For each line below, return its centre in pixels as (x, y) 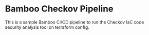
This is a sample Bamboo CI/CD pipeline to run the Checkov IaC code (75, 22)
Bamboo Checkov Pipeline (59, 9)
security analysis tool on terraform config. (47, 27)
